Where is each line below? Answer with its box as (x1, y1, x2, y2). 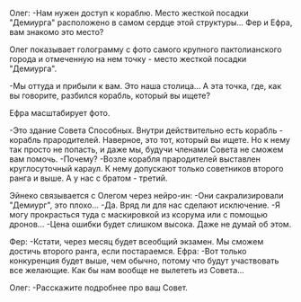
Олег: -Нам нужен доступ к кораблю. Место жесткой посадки (9, 8, 249, 18)
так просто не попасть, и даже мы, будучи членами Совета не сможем (9, 144, 284, 155)
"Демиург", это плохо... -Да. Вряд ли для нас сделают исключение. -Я (9, 200, 281, 210)
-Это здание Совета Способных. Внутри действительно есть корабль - (9, 125, 283, 136)
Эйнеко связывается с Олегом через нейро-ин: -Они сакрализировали (9, 191, 284, 200)
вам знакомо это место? (9, 27, 104, 37)
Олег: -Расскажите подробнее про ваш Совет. (9, 282, 189, 293)
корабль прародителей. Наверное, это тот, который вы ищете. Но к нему (9, 135, 290, 145)
